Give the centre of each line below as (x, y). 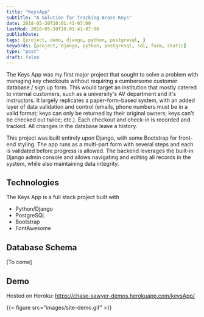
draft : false (23, 57)
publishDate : (23, 35)
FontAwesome (33, 228)
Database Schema (42, 247)
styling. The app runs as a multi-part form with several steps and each (105, 144)
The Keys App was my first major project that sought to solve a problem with (102, 74)
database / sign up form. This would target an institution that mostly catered (101, 87)
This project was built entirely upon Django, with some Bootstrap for (92, 138)
